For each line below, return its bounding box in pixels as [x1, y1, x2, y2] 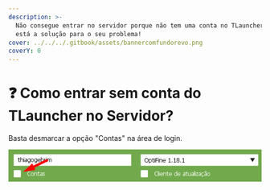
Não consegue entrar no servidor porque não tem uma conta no [15, 21, 228, 30]
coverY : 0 [8, 47, 42, 56]
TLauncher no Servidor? [8, 107, 174, 125]
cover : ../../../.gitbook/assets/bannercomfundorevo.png [8, 39, 203, 47]
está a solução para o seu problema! [15, 30, 142, 38]
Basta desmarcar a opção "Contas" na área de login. [8, 134, 183, 143]
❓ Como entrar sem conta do [8, 85, 202, 102]
